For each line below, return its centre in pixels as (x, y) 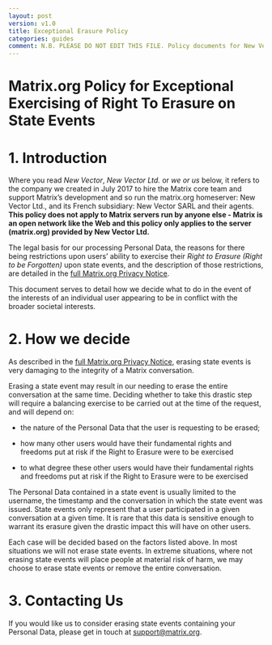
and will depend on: (41, 412)
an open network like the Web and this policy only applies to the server (130, 223)
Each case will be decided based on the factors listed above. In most (123, 542)
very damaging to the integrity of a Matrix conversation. (101, 371)
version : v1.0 (32, 24)
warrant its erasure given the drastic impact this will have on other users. (130, 527)
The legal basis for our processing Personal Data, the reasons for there (127, 247)
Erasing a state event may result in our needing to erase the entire (118, 386)
